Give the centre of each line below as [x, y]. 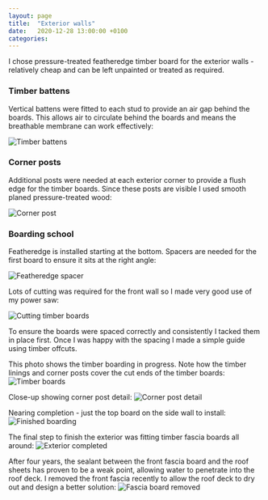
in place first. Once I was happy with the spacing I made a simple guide [127, 340]
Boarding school [41, 234]
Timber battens [39, 91]
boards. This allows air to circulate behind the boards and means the [122, 117]
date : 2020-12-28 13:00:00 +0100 [68, 31]
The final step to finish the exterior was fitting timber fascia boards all [124, 437]
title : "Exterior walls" [52, 23]
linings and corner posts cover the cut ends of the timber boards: [117, 373]
